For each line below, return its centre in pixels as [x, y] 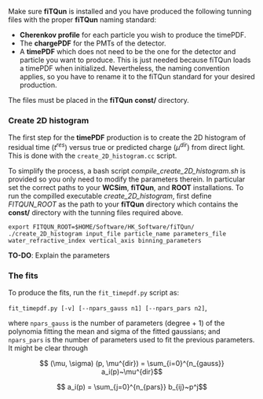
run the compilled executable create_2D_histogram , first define [110, 196]
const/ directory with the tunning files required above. [96, 212]
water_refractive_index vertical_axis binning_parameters [105, 240]
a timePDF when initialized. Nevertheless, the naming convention [124, 68]
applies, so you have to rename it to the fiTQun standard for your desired [137, 77]
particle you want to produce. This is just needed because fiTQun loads [135, 60]
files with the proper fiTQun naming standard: [82, 20]
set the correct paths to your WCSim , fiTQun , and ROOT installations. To [126, 187]
